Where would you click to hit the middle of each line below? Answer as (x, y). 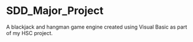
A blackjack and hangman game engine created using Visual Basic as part (97, 27)
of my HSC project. (30, 33)
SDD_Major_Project (55, 11)
